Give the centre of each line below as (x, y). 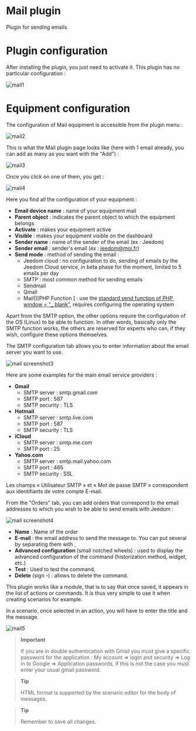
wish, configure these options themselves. (57, 334)
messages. (34, 699)
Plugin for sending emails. (37, 27)
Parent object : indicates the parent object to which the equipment (95, 217)
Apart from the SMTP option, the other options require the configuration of (96, 316)
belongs (24, 223)
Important (33, 639)
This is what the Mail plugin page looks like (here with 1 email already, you (95, 147)
